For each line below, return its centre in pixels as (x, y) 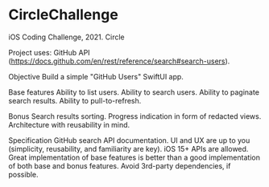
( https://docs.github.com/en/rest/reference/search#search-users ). (119, 61)
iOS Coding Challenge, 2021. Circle (66, 37)
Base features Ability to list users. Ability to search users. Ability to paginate (134, 92)
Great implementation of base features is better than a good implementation (134, 157)
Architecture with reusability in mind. (69, 124)
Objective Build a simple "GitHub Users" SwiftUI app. (96, 76)
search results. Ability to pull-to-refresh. (75, 100)
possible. (23, 174)
